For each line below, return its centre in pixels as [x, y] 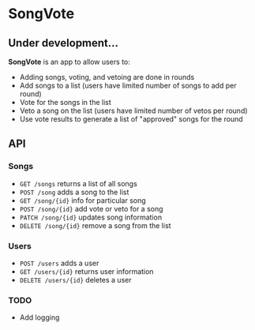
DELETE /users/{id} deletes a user [75, 279]
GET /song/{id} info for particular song [82, 200]
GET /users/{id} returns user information [86, 271]
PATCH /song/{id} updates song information [91, 217]
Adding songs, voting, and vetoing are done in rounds [107, 77]
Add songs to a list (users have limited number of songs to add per [128, 85]
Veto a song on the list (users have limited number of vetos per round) [133, 111]
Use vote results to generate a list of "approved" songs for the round [131, 119]
